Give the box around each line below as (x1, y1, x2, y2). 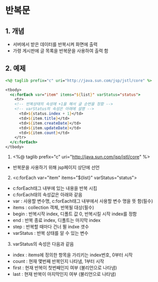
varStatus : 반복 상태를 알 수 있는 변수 (12, 230, 88, 236)
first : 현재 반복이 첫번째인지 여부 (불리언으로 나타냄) (12, 265, 118, 271)
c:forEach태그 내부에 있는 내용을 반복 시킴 (12, 185, 98, 191)
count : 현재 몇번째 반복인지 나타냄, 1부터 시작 (12, 258, 104, 265)
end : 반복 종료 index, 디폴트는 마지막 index (12, 217, 101, 224)
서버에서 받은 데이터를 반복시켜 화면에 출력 (12, 42, 98, 47)
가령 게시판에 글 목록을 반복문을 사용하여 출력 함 (12, 48, 108, 54)
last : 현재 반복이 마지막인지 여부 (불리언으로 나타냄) (12, 271, 117, 277)
